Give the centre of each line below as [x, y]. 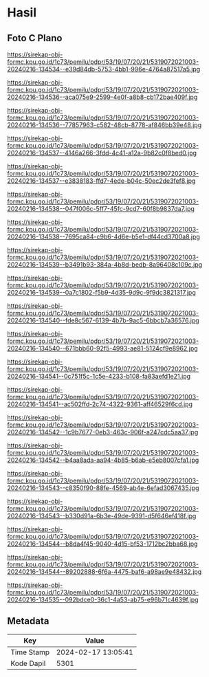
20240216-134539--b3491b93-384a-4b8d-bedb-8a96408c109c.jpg [105, 265]
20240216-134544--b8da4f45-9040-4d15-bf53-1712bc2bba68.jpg [102, 544]
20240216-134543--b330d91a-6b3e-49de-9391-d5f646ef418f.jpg [102, 516]
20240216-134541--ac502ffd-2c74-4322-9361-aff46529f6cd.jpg [100, 404]
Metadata [28, 621]
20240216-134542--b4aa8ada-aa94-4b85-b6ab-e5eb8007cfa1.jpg [103, 460]
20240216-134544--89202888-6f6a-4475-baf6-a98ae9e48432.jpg [104, 571]
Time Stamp [30, 652]
